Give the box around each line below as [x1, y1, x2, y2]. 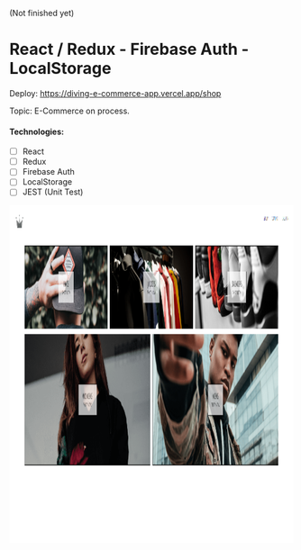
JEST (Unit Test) [22, 186, 84, 197]
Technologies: [9, 126, 65, 137]
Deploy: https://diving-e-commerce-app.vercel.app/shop [9, 87, 222, 98]
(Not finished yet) [9, 8, 75, 18]
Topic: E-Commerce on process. [9, 105, 131, 116]
